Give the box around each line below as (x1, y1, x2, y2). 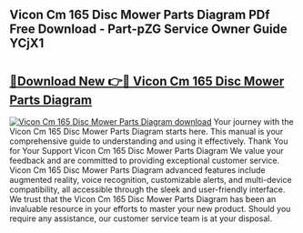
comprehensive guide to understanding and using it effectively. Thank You (9, 136, 288, 147)
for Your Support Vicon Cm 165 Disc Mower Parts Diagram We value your (9, 146, 284, 156)
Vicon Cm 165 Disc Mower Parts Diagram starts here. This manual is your (9, 127, 284, 137)
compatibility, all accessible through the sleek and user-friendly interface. (9, 184, 286, 195)
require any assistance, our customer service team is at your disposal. (9, 213, 273, 224)
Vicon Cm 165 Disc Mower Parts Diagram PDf (9, 7, 270, 23)
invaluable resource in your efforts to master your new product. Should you (9, 204, 291, 214)
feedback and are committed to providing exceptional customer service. (9, 155, 280, 166)
